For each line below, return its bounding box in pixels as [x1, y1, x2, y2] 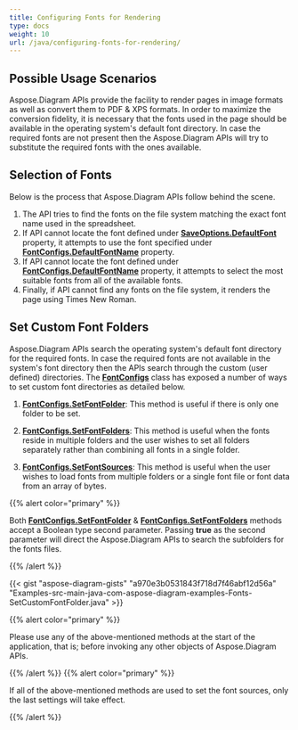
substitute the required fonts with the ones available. [9, 142, 202, 152]
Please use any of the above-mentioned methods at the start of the [9, 631, 256, 642]
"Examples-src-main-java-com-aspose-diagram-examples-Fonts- [9, 587, 253, 598]
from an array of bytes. [21, 480, 107, 491]
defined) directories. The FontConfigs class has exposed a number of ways [9, 372, 287, 382]
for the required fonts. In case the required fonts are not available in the [9, 353, 271, 364]
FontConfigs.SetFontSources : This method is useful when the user [21, 461, 271, 472]
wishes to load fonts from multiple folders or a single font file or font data [21, 471, 291, 481]
